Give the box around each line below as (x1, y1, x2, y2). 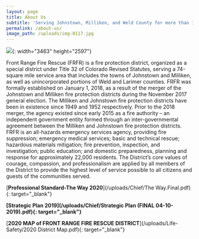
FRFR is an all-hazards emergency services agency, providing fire (6, 129, 167, 136)
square (6, 72, 24, 79)
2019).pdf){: (6, 208, 37, 215)
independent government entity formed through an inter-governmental (6, 116, 179, 123)
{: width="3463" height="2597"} (12, 48, 92, 55)
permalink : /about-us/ (6, 25, 62, 31)
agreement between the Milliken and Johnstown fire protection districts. (6, 122, 182, 129)
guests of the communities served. (6, 173, 91, 180)
